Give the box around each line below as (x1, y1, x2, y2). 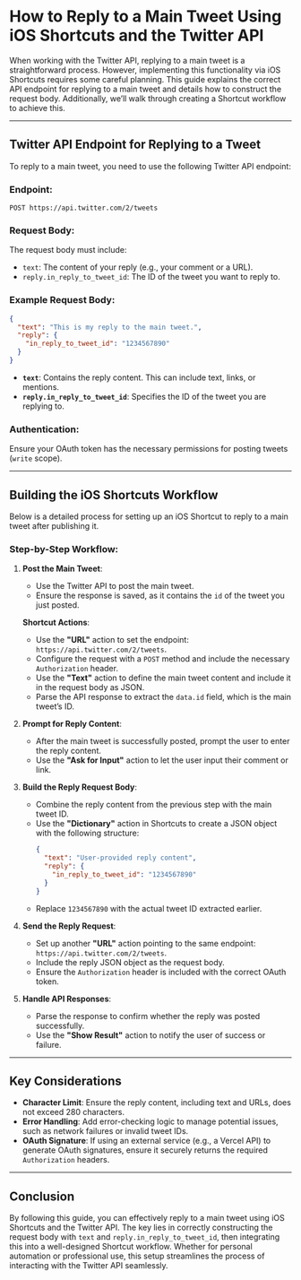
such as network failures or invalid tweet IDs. (21, 1126, 189, 1137)
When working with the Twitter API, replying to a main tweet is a (9, 55, 245, 65)
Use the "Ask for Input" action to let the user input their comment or (35, 755, 288, 765)
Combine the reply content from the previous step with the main (35, 800, 272, 810)
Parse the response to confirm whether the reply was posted (35, 1010, 261, 1021)
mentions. (21, 381, 60, 392)
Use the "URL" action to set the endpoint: (35, 635, 190, 645)
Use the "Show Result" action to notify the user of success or (35, 1029, 266, 1041)
